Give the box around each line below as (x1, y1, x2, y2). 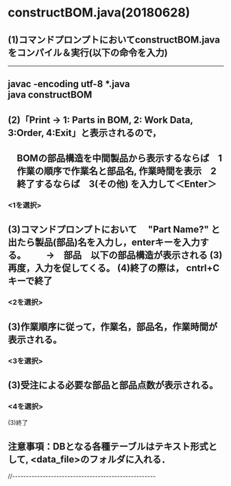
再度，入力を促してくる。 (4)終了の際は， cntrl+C (8, 262, 220, 274)
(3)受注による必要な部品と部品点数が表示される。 (8, 380, 219, 391)
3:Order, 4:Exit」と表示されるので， (8, 127, 162, 139)
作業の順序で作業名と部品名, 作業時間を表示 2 (16, 165, 217, 177)
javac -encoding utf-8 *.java (8, 78, 130, 90)
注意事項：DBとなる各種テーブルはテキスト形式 (8, 441, 208, 452)
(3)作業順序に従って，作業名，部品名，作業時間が (8, 321, 218, 332)
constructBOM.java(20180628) (8, 5, 191, 21)
